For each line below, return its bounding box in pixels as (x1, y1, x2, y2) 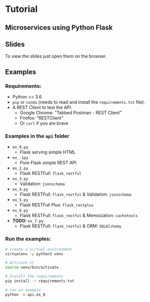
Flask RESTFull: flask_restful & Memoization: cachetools (19, 213, 138, 219)
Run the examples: (5, 235, 51, 242)
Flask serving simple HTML (19, 149, 76, 155)
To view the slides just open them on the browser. (5, 53, 107, 59)
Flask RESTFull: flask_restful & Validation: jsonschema (19, 191, 132, 197)
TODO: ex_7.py (12, 218, 44, 224)
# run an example (5, 287, 41, 293)
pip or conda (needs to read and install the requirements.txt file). (12, 99, 146, 105)
